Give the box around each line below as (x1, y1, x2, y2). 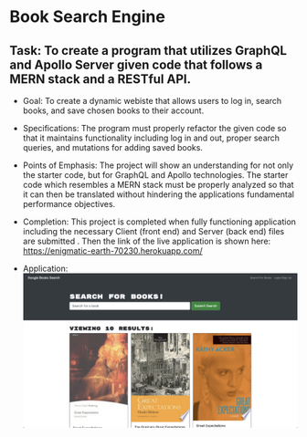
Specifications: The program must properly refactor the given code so (22, 123, 287, 133)
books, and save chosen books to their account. (22, 105, 205, 116)
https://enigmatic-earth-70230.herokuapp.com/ (22, 245, 203, 256)
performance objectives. (22, 199, 116, 209)
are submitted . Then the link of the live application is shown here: (22, 235, 271, 246)
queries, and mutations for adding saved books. (22, 142, 204, 152)
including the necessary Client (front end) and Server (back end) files (22, 226, 285, 236)
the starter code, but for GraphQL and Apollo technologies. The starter (22, 170, 289, 180)
